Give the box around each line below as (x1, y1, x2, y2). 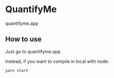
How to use (5, 35, 42, 44)
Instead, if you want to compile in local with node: (5, 58, 109, 64)
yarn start (5, 68, 28, 73)
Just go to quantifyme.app (5, 48, 61, 54)
